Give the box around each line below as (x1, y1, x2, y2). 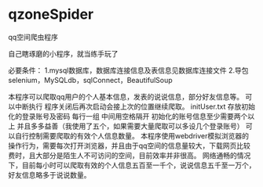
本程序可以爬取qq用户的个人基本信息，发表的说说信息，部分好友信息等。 (8, 92, 244, 101)
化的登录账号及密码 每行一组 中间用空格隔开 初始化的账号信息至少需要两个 (8, 111, 248, 120)
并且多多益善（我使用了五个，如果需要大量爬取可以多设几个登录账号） (16, 121, 244, 131)
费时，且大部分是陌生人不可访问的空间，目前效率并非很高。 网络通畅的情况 (8, 150, 251, 160)
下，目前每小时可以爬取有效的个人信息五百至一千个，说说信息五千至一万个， (8, 160, 256, 170)
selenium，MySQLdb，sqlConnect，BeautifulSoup (8, 75, 173, 85)
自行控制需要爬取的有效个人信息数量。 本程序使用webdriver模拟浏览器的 (14, 131, 250, 140)
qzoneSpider (8, 5, 94, 23)
